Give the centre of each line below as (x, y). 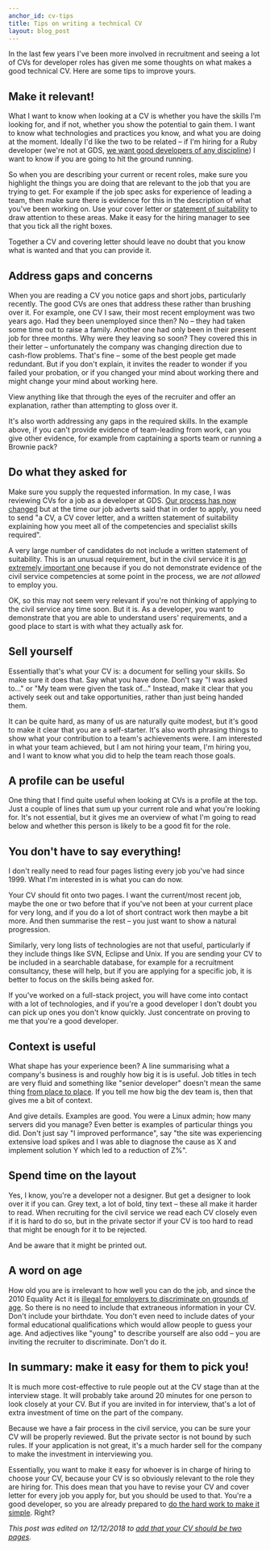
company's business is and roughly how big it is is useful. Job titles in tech (132, 1075)
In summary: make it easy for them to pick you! (129, 1367)
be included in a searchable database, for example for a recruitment (121, 962)
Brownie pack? (33, 447)
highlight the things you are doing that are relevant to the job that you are (130, 184)
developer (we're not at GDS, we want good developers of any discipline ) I (132, 150)
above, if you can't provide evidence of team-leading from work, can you (130, 430)
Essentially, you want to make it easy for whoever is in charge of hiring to (130, 1469)
